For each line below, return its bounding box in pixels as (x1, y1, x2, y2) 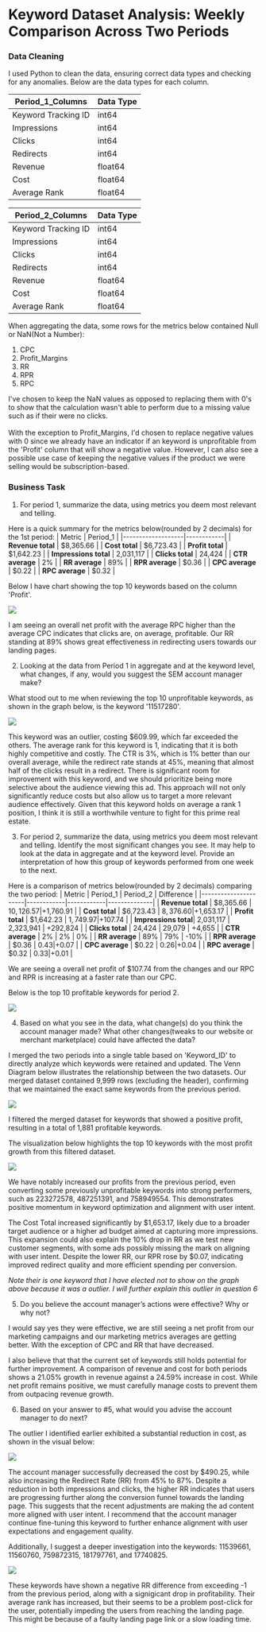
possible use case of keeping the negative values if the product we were (8, 453, 246, 463)
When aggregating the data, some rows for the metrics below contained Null (8, 321, 259, 331)
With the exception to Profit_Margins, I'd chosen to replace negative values (8, 428, 254, 438)
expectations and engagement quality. (8, 1526, 133, 1536)
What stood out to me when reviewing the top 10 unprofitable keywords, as (8, 693, 254, 703)
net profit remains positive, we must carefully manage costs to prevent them (8, 1381, 258, 1390)
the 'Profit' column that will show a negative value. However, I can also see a (8, 445, 259, 455)
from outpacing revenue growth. (8, 1389, 114, 1398)
